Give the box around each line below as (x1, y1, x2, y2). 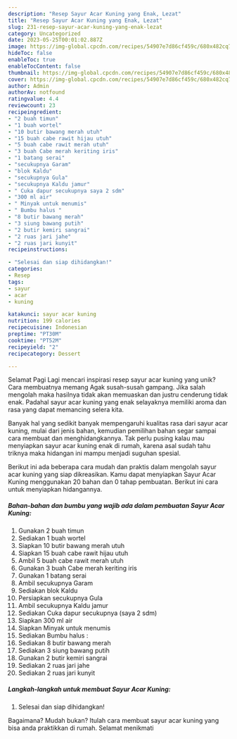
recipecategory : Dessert (8, 350, 81, 357)
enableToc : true (8, 56, 56, 63)
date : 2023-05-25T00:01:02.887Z (8, 37, 103, 44)
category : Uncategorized (8, 30, 81, 37)
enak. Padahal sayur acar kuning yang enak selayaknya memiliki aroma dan (8, 398, 227, 406)
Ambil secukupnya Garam (18, 579, 94, 588)
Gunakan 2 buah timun (18, 526, 84, 535)
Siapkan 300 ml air (18, 616, 73, 625)
